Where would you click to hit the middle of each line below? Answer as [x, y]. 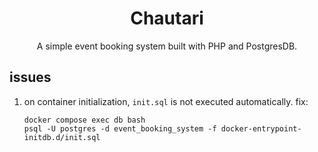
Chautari [167, 18]
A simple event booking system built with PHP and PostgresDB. [167, 46]
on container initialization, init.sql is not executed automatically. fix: [166, 101]
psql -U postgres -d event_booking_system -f [120, 128]
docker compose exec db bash [84, 120]
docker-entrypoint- [261, 128]
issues [30, 77]
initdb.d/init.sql [62, 137]
